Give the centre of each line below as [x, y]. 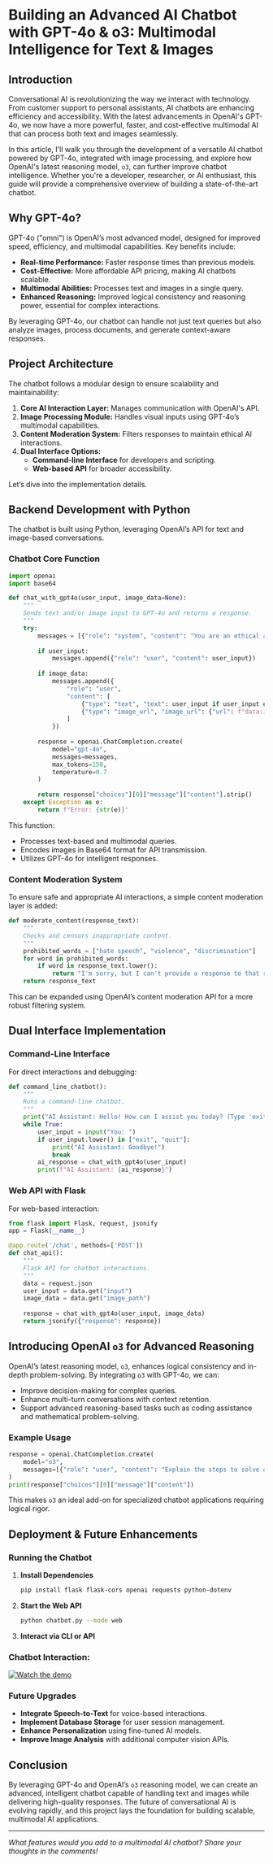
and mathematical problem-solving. [80, 1416]
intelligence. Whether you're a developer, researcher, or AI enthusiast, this [132, 175]
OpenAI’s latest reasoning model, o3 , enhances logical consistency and [127, 1366]
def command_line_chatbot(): [58, 1087]
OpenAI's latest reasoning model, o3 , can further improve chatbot [118, 167]
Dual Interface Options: [61, 451]
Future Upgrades [43, 1696]
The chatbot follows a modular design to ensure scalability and [114, 383]
